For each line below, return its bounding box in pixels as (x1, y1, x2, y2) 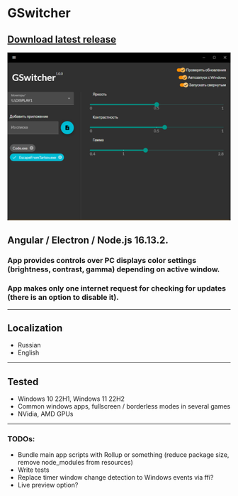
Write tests (17, 465, 50, 474)
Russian (17, 341, 41, 350)
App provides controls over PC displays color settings (7, 256, 197, 266)
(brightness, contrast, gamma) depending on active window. (7, 264, 220, 274)
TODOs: (7, 434, 35, 444)
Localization (7, 322, 63, 334)
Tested (7, 375, 39, 388)
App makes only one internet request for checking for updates (7, 284, 227, 293)
